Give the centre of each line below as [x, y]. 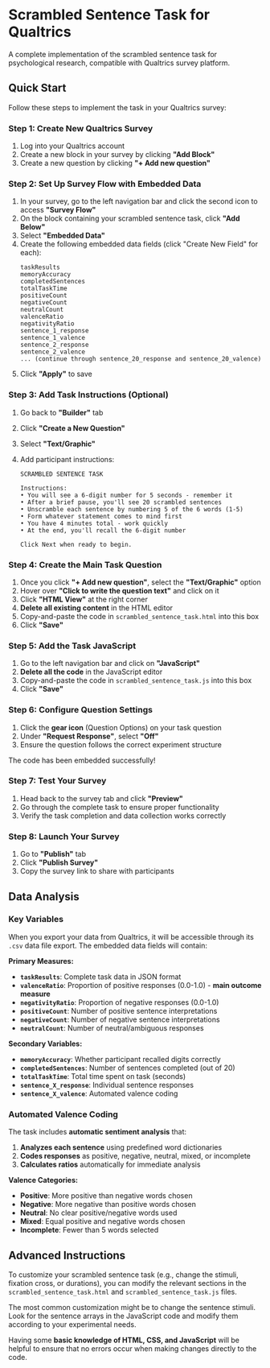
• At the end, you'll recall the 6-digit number [103, 530]
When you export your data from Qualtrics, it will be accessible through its [131, 936]
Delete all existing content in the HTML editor [96, 608]
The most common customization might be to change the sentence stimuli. [132, 1307]
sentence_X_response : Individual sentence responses [107, 1085]
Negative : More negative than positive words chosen [108, 1205]
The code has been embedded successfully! [82, 760]
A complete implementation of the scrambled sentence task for [113, 54]
